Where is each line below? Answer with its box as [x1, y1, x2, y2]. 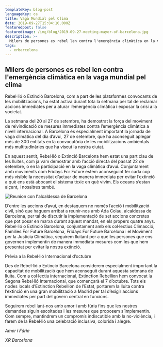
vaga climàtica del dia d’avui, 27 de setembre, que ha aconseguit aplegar [5, 134, 151, 139]
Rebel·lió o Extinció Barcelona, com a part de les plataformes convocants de [5, 93, 158, 99]
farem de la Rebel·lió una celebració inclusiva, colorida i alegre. [5, 318, 131, 324]
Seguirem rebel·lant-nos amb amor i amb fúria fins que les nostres [5, 303, 138, 309]
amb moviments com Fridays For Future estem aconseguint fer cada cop [5, 169, 150, 175]
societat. [5, 109, 23, 115]
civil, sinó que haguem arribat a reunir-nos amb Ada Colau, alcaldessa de [5, 208, 152, 214]
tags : [5, 43, 16, 48]
